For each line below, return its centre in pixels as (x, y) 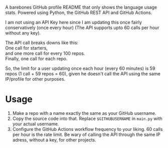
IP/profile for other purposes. (35, 79)
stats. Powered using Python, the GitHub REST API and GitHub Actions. (79, 13)
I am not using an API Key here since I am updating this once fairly (73, 22)
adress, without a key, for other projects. (54, 139)
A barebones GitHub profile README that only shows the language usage (81, 7)
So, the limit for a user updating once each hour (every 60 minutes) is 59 (80, 68)
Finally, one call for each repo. (36, 59)
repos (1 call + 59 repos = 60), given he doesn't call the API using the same (83, 74)
